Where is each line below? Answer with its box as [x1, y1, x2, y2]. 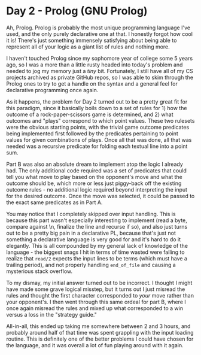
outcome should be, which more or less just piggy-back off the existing [6, 180, 182, 187]
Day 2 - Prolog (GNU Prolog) [6, 4, 148, 18]
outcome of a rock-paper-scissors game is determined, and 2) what [6, 111, 173, 118]
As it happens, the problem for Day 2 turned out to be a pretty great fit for [6, 98, 188, 105]
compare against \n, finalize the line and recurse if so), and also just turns [6, 223, 188, 230]
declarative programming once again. [6, 86, 99, 93]
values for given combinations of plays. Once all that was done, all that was [6, 136, 192, 143]
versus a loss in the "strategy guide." [6, 311, 97, 318]
